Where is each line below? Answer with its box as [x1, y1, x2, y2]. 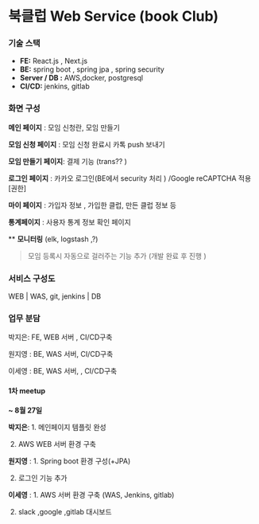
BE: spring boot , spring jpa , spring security [19, 65, 164, 74]
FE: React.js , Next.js [19, 57, 88, 66]
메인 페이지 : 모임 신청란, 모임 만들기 [8, 123, 121, 132]
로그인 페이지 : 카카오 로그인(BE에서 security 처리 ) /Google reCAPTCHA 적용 [8, 173, 252, 183]
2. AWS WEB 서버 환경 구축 [10, 439, 97, 448]
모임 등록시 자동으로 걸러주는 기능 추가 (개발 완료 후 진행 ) [27, 251, 207, 260]
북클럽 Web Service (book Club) [8, 7, 219, 25]
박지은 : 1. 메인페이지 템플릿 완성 [8, 422, 106, 432]
